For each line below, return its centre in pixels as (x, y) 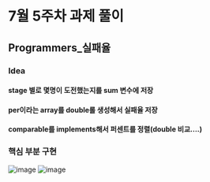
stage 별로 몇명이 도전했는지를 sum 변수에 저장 (81, 91)
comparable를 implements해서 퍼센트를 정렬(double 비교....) (105, 129)
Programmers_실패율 (60, 48)
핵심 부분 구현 (33, 152)
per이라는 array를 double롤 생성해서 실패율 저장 (83, 110)
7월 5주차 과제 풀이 (66, 16)
